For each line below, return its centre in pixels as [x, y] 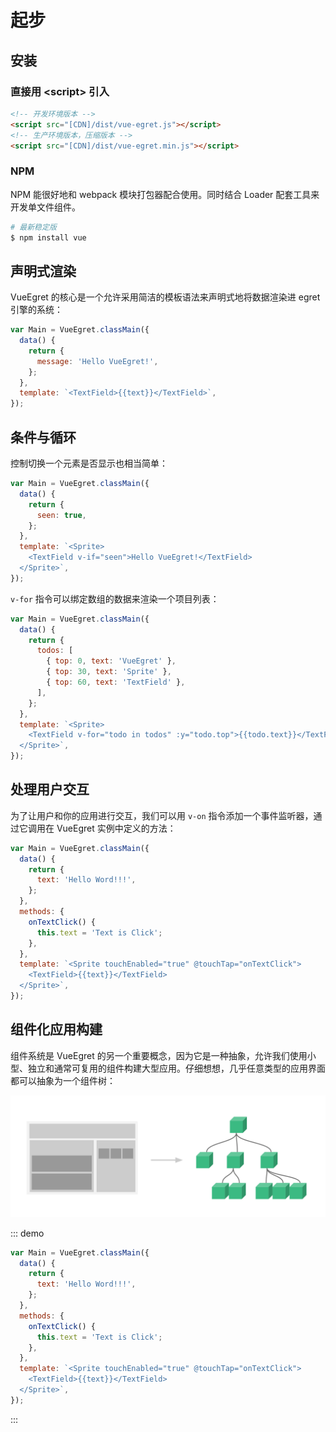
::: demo [27, 1233]
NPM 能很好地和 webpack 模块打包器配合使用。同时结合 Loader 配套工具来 [165, 194]
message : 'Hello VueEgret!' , [97, 361]
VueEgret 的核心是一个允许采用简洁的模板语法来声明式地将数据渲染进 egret [165, 297]
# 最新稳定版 [33, 227]
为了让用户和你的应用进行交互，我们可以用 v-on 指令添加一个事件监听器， [162, 815]
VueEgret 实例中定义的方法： [116, 828]
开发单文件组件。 [45, 207]
